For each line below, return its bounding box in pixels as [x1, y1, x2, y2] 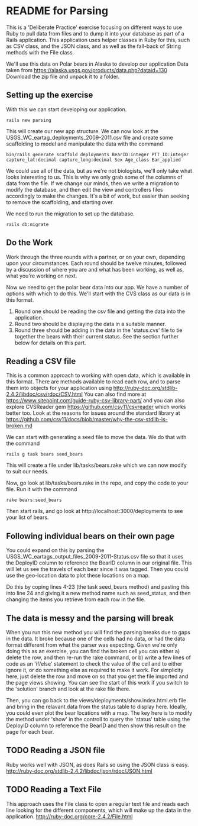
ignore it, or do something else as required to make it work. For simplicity [6, 667, 184, 673]
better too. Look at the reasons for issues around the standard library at [6, 409, 180, 417]
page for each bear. [6, 728, 54, 735]
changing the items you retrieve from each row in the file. [6, 596, 146, 603]
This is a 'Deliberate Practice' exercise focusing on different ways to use [6, 24, 182, 31]
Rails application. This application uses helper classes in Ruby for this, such [6, 36, 190, 43]
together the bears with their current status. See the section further [14, 333, 179, 340]
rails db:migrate [6, 221, 49, 227]
